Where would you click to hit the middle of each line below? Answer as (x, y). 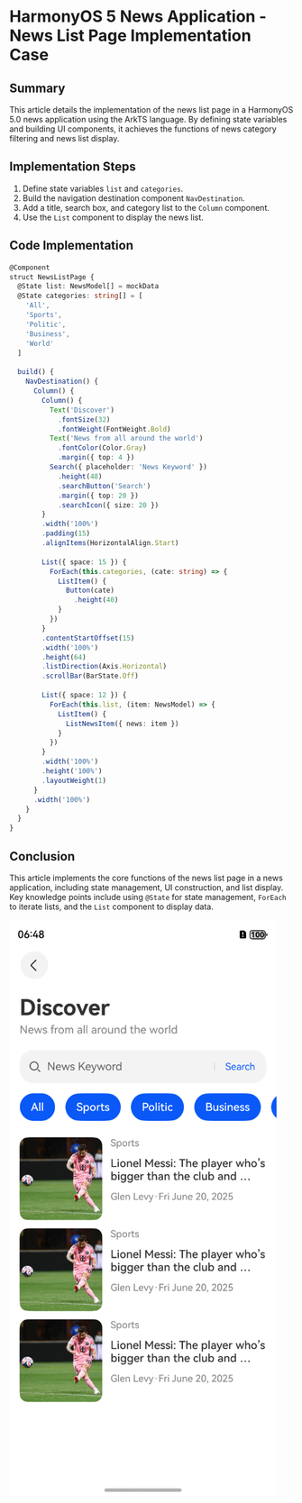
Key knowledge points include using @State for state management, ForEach (148, 897)
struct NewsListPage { (52, 277)
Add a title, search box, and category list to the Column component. (146, 207)
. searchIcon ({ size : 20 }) (108, 505)
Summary (37, 88)
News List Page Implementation (130, 36)
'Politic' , (46, 324)
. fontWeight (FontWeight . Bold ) (114, 429)
